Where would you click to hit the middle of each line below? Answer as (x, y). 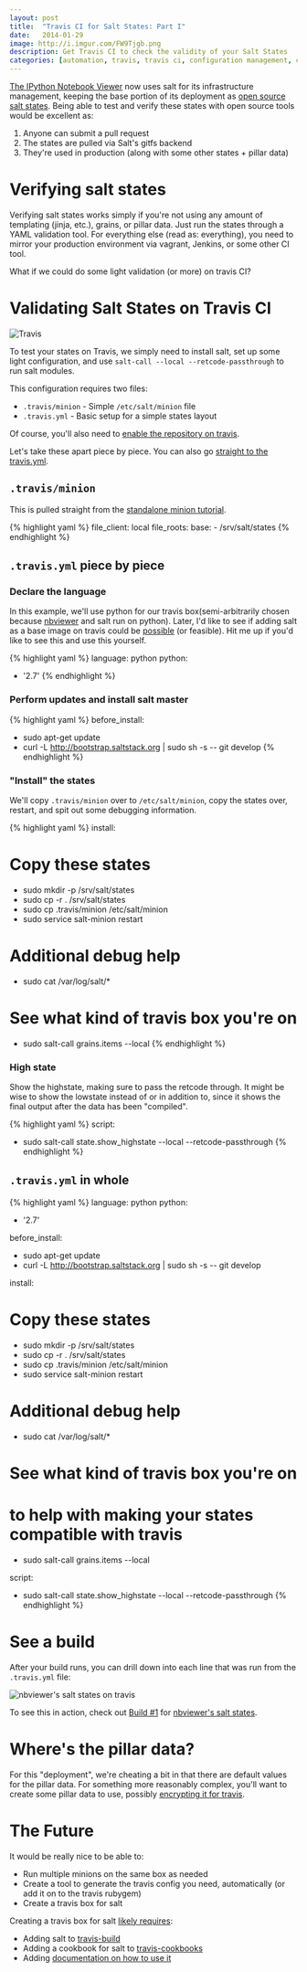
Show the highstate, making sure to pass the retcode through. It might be (147, 1087)
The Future (52, 1831)
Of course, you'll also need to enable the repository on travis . (125, 433)
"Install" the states (53, 780)
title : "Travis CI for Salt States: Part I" (97, 27)
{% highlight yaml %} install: (63, 827)
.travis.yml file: (40, 1677)
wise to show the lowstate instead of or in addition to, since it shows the (145, 1097)
